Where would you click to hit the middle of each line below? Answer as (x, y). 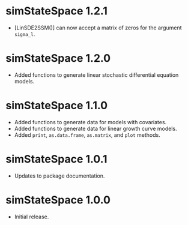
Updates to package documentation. (59, 176)
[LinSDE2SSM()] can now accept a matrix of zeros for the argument (98, 28)
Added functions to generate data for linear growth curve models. (96, 128)
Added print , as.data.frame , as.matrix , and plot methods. (87, 135)
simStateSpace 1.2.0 (58, 58)
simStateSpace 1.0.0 (58, 200)
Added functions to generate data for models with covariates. (90, 122)
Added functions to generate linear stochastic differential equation (96, 75)
